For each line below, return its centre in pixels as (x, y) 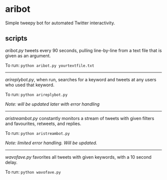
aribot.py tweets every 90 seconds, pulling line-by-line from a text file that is (83, 50)
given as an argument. (28, 56)
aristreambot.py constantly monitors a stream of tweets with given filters (80, 118)
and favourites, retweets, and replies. (43, 123)
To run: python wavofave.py (33, 172)
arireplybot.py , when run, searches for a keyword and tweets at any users (81, 79)
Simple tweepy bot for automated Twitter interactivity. (60, 23)
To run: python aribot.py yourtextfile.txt (50, 65)
